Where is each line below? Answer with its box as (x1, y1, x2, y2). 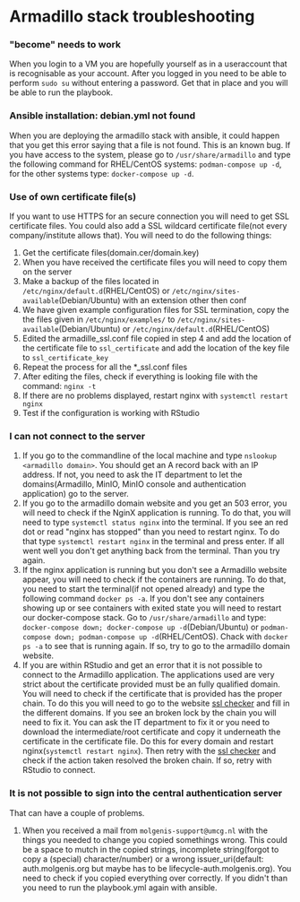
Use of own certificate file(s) (9, 190, 137, 203)
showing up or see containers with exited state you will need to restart (21, 603, 282, 613)
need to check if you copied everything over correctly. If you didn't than (21, 872, 288, 883)
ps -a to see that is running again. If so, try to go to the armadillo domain (21, 641, 291, 652)
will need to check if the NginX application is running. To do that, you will (21, 507, 291, 518)
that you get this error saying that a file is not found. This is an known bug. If (9, 139, 291, 150)
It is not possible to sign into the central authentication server (9, 787, 283, 800)
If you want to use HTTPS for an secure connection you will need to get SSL (9, 211, 289, 221)
